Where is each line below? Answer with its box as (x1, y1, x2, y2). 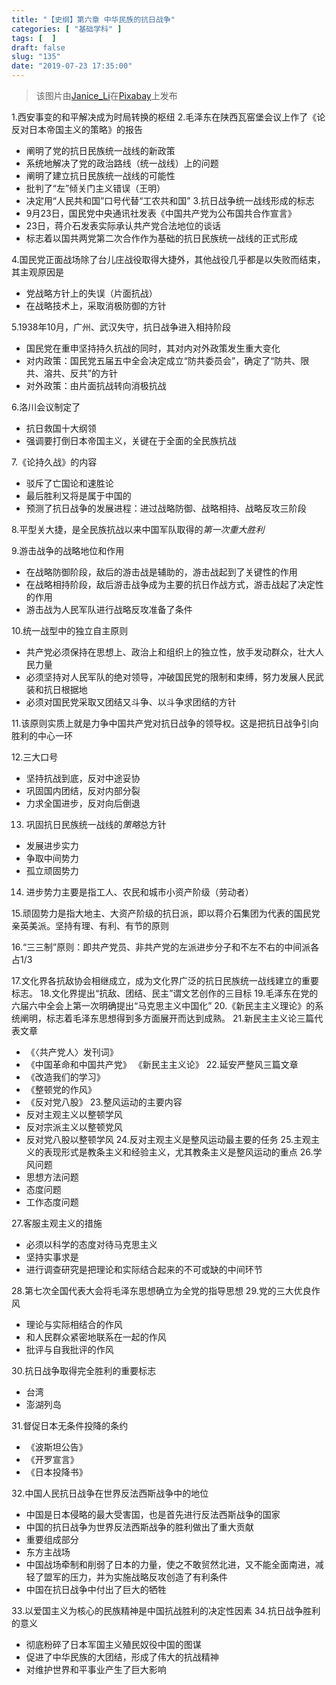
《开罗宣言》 (25, 1454, 79, 1465)
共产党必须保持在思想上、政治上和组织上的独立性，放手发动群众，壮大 (25, 646, 316, 658)
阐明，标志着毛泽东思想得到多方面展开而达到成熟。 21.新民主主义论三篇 (19, 1012, 315, 1024)
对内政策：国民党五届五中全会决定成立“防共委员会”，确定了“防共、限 (25, 355, 310, 366)
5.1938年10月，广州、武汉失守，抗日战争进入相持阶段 (11, 321, 231, 333)
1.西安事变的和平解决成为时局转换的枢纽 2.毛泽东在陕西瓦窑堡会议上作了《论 (11, 111, 326, 123)
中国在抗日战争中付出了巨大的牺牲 (25, 1584, 167, 1595)
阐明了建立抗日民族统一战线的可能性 (25, 170, 176, 181)
